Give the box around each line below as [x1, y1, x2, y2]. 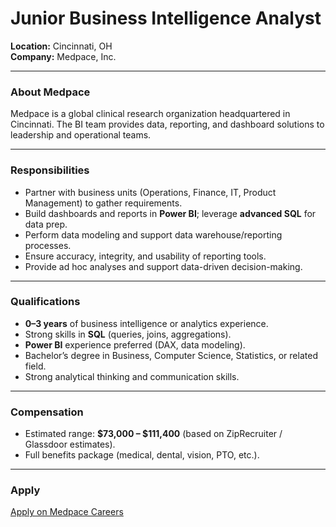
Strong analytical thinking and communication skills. [24, 370, 240, 382]
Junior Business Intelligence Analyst [10, 7, 322, 30]
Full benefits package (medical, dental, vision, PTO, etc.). [24, 449, 260, 461]
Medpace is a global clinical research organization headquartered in [10, 108, 291, 120]
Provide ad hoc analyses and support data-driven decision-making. [24, 260, 303, 272]
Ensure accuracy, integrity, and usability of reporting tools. [24, 250, 267, 262]
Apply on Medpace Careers [10, 506, 124, 518]
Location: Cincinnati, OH [10, 40, 113, 52]
